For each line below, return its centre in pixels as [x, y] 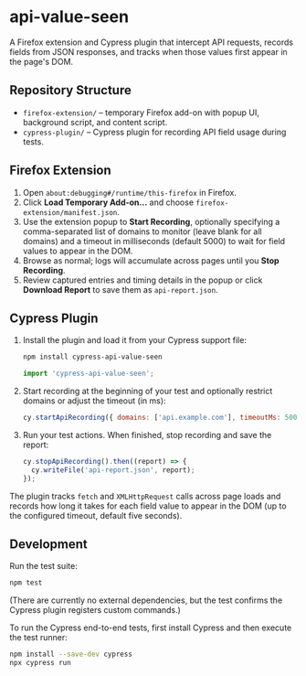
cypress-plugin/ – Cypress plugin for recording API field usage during [154, 132]
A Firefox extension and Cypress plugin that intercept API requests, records [152, 42]
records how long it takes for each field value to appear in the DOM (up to [148, 506]
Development [49, 545]
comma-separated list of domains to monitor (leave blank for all [142, 231]
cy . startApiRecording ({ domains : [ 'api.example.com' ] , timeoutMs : [152, 418]
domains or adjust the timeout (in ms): [94, 401]
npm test [26, 583]
